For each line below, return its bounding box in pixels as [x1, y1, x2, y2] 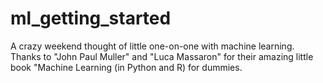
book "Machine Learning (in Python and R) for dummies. [10, 61, 243, 73]
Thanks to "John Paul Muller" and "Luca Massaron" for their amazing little [10, 50, 314, 62]
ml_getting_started [10, 7, 172, 30]
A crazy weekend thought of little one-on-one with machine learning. [10, 40, 295, 52]
